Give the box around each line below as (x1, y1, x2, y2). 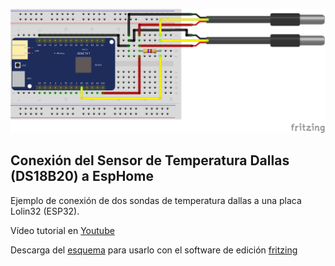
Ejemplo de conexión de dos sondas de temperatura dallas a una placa (10, 194, 302, 206)
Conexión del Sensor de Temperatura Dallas (10, 152, 290, 169)
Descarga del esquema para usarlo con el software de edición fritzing (10, 244, 298, 256)
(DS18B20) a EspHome (10, 168, 154, 185)
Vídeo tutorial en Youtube (10, 224, 115, 236)
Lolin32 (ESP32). (10, 205, 80, 217)
